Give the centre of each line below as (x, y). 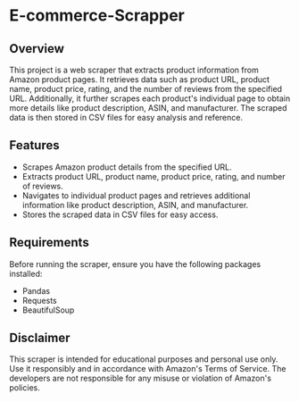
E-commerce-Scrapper (97, 16)
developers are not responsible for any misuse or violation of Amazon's (141, 378)
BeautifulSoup (48, 310)
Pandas (36, 290)
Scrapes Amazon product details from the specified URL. (127, 167)
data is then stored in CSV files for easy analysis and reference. (126, 117)
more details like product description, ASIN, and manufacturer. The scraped (148, 108)
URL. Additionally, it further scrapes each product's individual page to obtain (150, 98)
